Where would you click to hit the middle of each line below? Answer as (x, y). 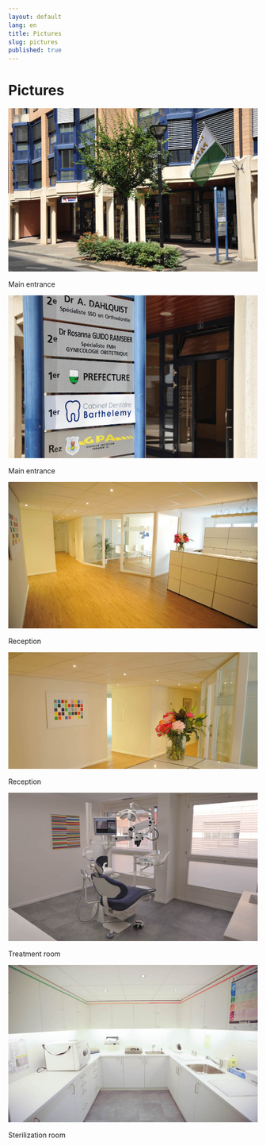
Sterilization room (37, 1135)
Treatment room (34, 954)
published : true (35, 50)
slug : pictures (33, 42)
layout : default (35, 17)
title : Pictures (35, 33)
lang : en (23, 25)
